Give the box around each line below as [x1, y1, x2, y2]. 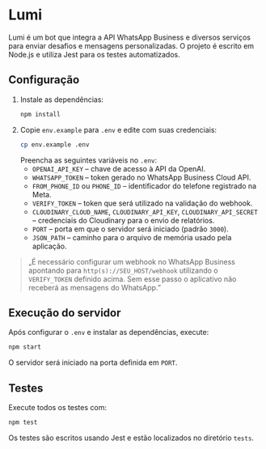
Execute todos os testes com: [8, 403, 108, 412]
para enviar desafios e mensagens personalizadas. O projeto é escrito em [8, 40, 255, 50]
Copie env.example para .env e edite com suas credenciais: [19, 125, 217, 134]
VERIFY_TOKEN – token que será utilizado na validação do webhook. [32, 198, 253, 208]
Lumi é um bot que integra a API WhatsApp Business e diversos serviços [8, 32, 251, 42]
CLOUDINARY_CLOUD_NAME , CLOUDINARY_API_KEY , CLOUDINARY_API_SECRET [32, 206, 259, 216]
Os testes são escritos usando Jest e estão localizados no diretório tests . [8, 433, 255, 443]
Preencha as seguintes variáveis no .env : [19, 155, 158, 165]
